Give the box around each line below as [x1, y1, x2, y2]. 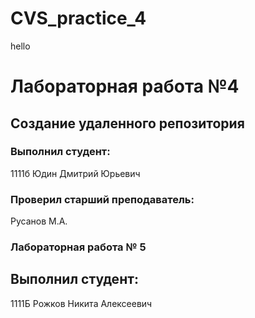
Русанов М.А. [10, 215, 68, 227]
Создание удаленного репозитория [10, 115, 245, 132]
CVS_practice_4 [10, 7, 147, 30]
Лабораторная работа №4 [10, 75, 240, 98]
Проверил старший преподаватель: [10, 192, 195, 206]
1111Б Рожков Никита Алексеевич [10, 297, 153, 309]
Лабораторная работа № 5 [10, 240, 147, 254]
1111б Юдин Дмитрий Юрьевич [10, 167, 141, 179]
